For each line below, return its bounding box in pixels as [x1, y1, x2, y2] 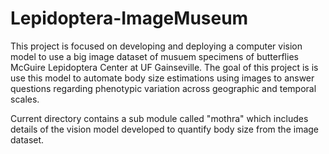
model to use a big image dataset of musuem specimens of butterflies [10, 50, 299, 62]
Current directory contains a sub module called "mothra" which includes [10, 112, 309, 124]
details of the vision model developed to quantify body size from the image [10, 123, 320, 135]
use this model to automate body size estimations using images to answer [10, 72, 315, 84]
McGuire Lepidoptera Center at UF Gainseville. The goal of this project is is [10, 61, 319, 73]
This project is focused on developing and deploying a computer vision [10, 40, 303, 52]
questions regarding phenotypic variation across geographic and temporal [10, 82, 317, 94]
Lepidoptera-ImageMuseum [10, 7, 249, 30]
